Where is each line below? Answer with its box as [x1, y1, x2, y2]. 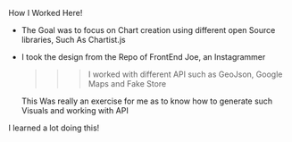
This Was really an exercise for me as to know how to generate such [21, 96, 273, 106]
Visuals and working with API [21, 105, 129, 115]
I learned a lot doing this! [8, 122, 100, 133]
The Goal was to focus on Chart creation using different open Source [21, 25, 276, 35]
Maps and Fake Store [88, 79, 167, 88]
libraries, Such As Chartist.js [21, 35, 126, 45]
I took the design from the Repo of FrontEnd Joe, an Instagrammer [21, 52, 266, 62]
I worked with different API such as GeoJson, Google [88, 69, 283, 79]
